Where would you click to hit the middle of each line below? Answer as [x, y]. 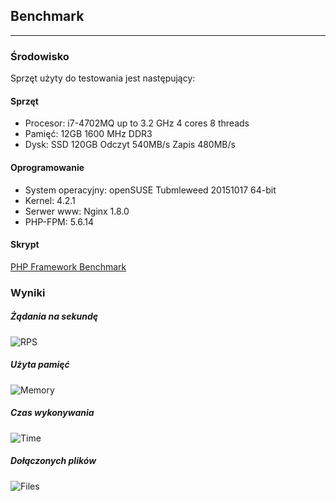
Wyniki [28, 292]
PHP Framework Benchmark [68, 266]
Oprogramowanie [47, 167]
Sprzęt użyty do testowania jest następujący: [103, 78]
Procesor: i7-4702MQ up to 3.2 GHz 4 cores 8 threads [137, 123]
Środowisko [40, 56]
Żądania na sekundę [54, 316]
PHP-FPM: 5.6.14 [59, 221]
